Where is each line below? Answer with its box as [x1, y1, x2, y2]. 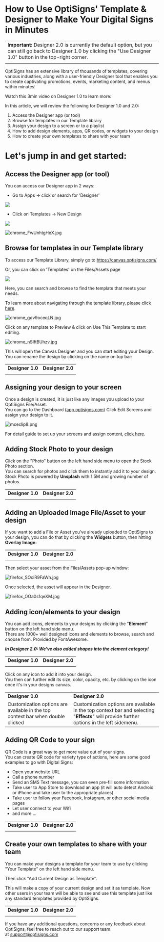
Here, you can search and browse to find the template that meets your [5, 285, 146, 291]
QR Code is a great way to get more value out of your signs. [5, 749, 125, 755]
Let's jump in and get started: [5, 151, 127, 161]
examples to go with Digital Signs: [5, 759, 73, 765]
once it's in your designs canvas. [5, 682, 72, 687]
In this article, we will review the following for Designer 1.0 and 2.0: [5, 103, 139, 108]
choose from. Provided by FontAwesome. [5, 636, 88, 642]
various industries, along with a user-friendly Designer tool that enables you [5, 73, 158, 79]
